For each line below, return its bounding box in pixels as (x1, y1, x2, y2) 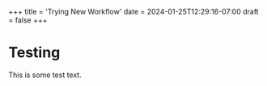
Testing (8, 43, 61, 62)
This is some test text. (8, 70, 83, 80)
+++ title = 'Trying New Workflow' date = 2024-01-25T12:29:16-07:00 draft (8, 7, 259, 16)
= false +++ (8, 15, 48, 25)
